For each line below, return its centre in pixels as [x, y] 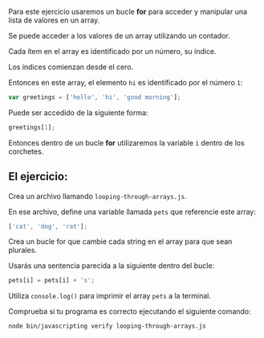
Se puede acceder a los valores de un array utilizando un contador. [119, 36]
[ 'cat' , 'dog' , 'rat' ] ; [48, 226]
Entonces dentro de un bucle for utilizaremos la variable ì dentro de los [126, 142]
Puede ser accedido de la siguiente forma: [78, 113]
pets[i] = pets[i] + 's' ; [51, 281]
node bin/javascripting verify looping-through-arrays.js [107, 326]
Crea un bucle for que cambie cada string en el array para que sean [120, 241]
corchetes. [26, 151]
